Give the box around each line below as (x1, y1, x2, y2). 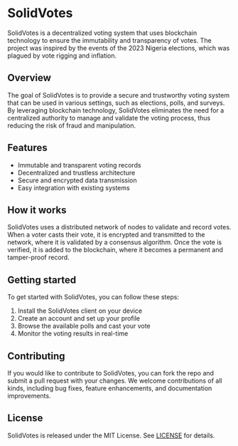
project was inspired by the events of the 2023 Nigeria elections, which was (7, 43, 230, 52)
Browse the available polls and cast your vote (17, 322, 151, 331)
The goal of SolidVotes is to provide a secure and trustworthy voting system (7, 90, 229, 99)
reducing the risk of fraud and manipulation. (7, 121, 136, 130)
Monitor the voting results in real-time (17, 329, 129, 338)
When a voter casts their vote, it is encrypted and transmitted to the (7, 230, 205, 239)
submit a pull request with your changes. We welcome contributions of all (7, 376, 222, 385)
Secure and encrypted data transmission (17, 176, 137, 185)
